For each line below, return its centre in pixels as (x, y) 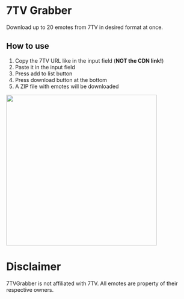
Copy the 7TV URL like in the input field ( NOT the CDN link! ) (89, 60)
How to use (28, 46)
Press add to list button (44, 74)
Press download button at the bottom (61, 80)
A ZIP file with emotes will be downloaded (67, 86)
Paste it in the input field (45, 67)
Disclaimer (34, 266)
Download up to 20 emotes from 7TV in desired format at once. (85, 27)
